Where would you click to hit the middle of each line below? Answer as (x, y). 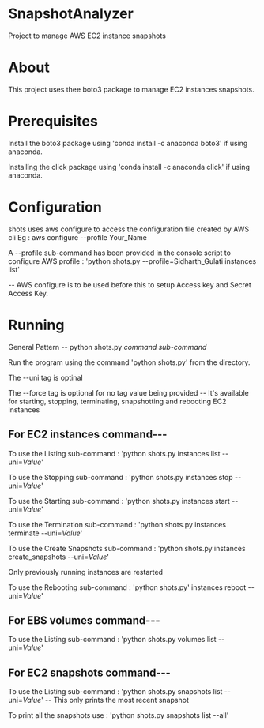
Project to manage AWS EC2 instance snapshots (87, 36)
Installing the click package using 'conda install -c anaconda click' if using (129, 167)
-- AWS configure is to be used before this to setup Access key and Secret (130, 284)
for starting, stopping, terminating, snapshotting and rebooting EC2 (117, 401)
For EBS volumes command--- (84, 620)
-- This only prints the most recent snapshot (117, 700)
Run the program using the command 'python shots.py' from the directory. (129, 362)
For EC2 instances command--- (88, 435)
